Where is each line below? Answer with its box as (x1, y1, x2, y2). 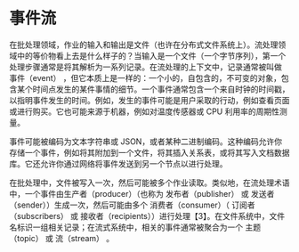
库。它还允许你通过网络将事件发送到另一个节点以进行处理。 (9, 158, 228, 169)
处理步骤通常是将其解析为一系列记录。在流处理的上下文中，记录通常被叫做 (9, 61, 282, 72)
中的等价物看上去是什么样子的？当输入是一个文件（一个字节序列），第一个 (16, 50, 287, 61)
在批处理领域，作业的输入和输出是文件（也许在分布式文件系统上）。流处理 (9, 39, 279, 50)
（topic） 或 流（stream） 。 (9, 232, 115, 243)
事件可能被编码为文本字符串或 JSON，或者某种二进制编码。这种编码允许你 (9, 135, 283, 147)
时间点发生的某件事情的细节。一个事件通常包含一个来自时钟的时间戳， (32, 84, 290, 94)
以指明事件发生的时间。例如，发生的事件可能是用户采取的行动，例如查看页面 (9, 94, 290, 105)
